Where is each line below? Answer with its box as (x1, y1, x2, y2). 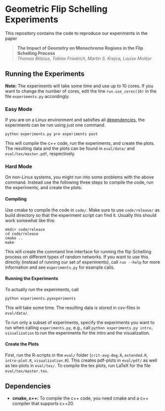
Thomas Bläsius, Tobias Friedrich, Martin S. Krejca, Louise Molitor (17, 55, 152, 61)
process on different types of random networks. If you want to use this (5, 254, 149, 260)
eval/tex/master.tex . (5, 368, 49, 374)
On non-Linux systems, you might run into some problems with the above (5, 174, 154, 180)
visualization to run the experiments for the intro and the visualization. (5, 330, 150, 336)
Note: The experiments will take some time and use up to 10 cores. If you (5, 83, 154, 89)
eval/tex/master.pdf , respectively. (5, 151, 75, 157)
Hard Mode (5, 163, 33, 170)
